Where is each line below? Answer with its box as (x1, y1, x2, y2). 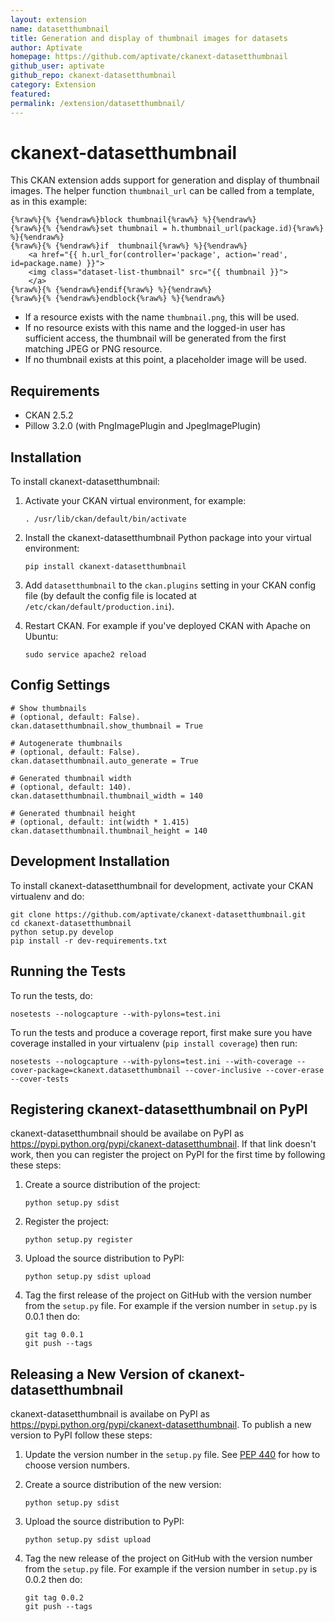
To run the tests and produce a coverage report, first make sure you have (10, 1026, 313, 1038)
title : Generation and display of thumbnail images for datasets (10, 33, 288, 43)
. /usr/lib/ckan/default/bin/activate (24, 514, 187, 525)
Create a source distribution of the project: (24, 1179, 201, 1191)
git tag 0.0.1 (24, 1330, 84, 1340)
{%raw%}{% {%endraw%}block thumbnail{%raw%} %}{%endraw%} (10, 215, 257, 225)
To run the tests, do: (10, 989, 93, 1001)
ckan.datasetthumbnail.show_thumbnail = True (10, 721, 203, 731)
